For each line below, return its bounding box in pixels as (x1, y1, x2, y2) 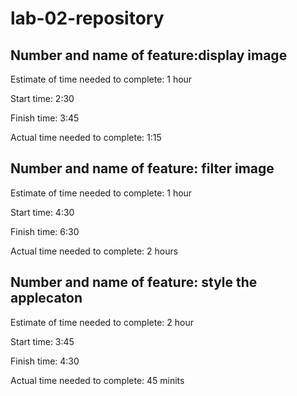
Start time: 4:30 (10, 206, 75, 218)
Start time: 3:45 (10, 335, 75, 347)
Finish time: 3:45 (10, 112, 80, 124)
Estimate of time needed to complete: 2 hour (10, 316, 194, 328)
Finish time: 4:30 (10, 355, 80, 367)
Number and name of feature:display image (10, 47, 288, 64)
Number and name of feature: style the (10, 274, 258, 291)
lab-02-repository (10, 7, 165, 30)
